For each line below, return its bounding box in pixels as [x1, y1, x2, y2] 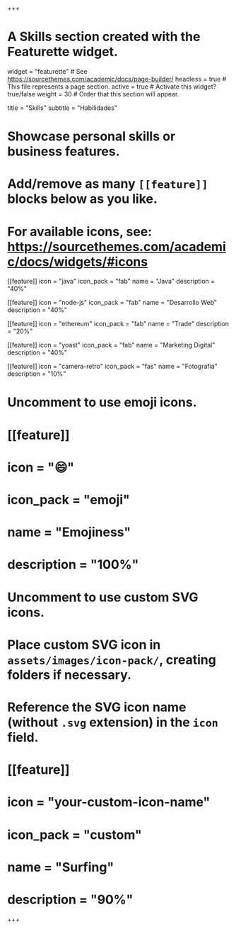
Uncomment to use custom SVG [7, 589, 199, 605]
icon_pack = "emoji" [7, 492, 131, 508]
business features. [7, 143, 120, 160]
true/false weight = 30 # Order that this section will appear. [7, 89, 179, 98]
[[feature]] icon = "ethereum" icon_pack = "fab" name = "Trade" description [7, 320, 230, 328]
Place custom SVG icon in [7, 636, 161, 652]
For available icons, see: [7, 223, 153, 240]
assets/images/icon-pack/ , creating [7, 652, 217, 667]
